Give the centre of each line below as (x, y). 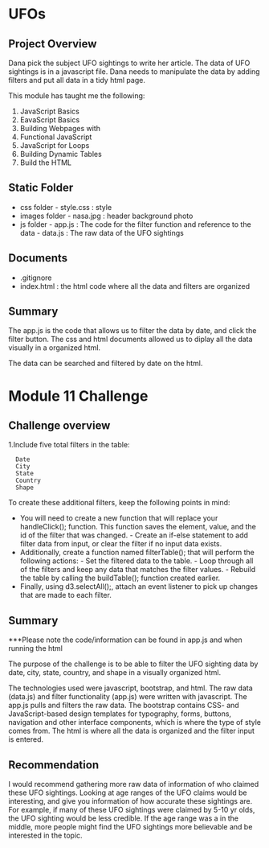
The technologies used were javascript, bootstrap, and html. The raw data (130, 688)
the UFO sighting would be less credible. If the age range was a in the (124, 818)
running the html (35, 648)
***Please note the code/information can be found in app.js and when (125, 640)
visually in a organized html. (55, 348)
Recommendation (53, 765)
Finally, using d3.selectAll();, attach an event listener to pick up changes (139, 587)
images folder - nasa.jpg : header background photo (106, 216)
